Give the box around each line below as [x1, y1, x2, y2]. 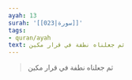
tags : [8, 26, 26, 34]
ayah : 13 [8, 11, 37, 20]
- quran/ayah [8, 33, 51, 42]
